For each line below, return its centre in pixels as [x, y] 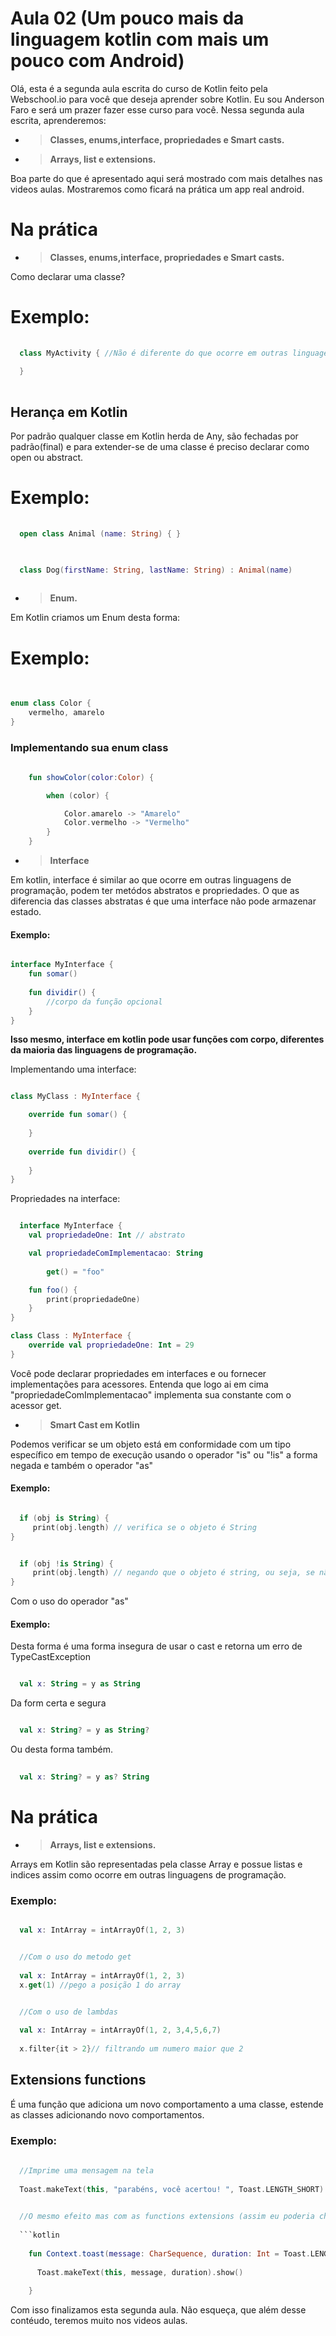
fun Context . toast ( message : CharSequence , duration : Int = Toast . [169, 2253]
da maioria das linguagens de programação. [104, 1050]
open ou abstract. [47, 457]
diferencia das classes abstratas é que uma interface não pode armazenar [163, 901]
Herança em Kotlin [69, 412]
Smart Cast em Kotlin [94, 1424]
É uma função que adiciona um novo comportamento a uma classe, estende [167, 2104]
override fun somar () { [78, 1115]
